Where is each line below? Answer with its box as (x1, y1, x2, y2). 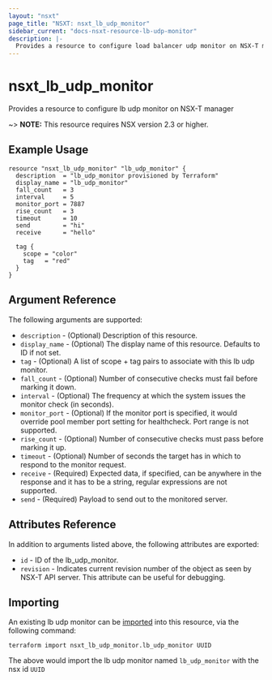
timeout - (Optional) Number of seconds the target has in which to (19, 451, 241, 461)
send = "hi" (15, 221, 85, 230)
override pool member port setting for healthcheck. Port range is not (19, 416, 249, 426)
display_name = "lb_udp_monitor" (15, 179, 129, 187)
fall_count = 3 (15, 186, 74, 194)
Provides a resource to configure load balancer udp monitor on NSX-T (15, 42, 259, 50)
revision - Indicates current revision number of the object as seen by (19, 563, 253, 573)
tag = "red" (23, 256, 70, 265)
